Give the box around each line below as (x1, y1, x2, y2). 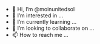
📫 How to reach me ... (12, 32, 68, 38)
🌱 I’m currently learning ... (12, 18, 77, 25)
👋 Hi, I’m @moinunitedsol (12, 6, 75, 12)
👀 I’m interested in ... (12, 12, 64, 19)
